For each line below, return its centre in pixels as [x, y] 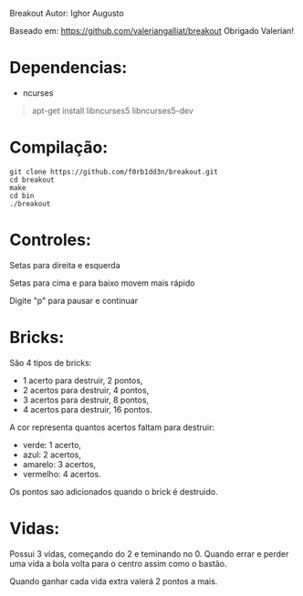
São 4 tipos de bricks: [51, 362]
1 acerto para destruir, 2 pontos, [83, 380]
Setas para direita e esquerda [65, 265]
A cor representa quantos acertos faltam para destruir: [112, 427]
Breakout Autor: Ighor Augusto [67, 13]
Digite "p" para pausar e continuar [74, 300]
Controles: [50, 240]
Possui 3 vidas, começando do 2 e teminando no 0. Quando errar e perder [149, 554]
